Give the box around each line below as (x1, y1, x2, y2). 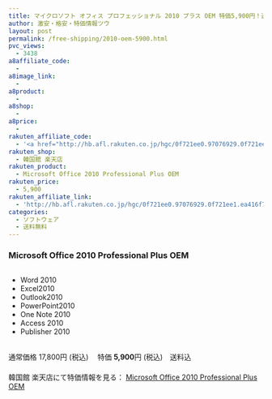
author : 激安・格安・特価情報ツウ (8, 19, 110, 28)
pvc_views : (8, 42, 45, 50)
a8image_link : (8, 72, 57, 80)
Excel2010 (19, 284, 55, 294)
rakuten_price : (8, 178, 60, 187)
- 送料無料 (15, 223, 48, 231)
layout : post (8, 27, 53, 35)
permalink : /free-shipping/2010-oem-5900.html (8, 34, 168, 43)
